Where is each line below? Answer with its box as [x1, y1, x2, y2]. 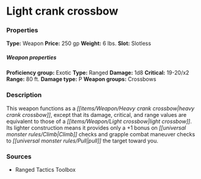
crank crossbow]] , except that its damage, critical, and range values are [6, 111, 187, 118]
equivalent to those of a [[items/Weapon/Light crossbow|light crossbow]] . [6, 118, 192, 125]
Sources [6, 152, 32, 161]
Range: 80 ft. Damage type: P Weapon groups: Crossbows [6, 75, 157, 83]
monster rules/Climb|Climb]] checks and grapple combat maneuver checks [6, 130, 196, 138]
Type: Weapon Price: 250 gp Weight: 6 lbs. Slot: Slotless [6, 40, 151, 47]
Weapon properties [6, 54, 57, 61]
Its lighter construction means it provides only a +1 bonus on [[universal [6, 124, 186, 132]
